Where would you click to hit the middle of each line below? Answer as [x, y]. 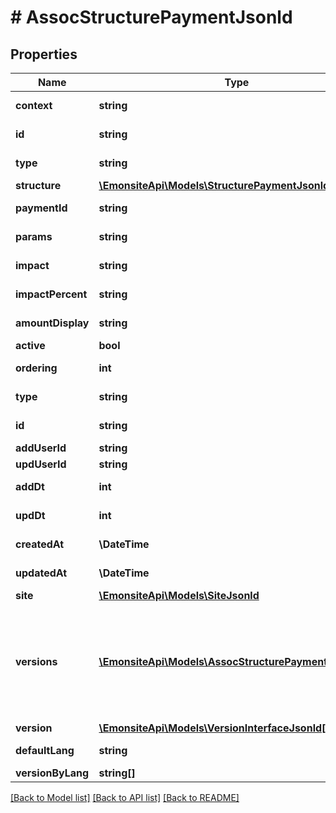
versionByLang [52, 773]
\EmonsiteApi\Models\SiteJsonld [179, 595]
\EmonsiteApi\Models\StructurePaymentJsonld [214, 185]
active [30, 345]
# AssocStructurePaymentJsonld [151, 17]
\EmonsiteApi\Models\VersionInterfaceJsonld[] [214, 728]
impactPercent [51, 294]
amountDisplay [52, 323]
